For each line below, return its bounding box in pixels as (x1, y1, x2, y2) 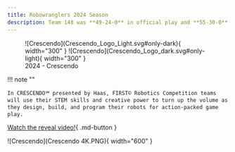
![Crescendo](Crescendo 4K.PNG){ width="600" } (7, 137, 153, 145)
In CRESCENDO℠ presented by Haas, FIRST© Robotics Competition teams (7, 89, 217, 96)
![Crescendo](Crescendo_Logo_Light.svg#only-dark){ (25, 39, 182, 47)
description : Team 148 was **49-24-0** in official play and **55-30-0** (7, 18, 229, 26)
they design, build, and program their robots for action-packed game (7, 103, 219, 110)
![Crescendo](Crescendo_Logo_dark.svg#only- (68, 46, 205, 55)
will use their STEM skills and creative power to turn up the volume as (7, 96, 229, 103)
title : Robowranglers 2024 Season (7, 11, 109, 18)
